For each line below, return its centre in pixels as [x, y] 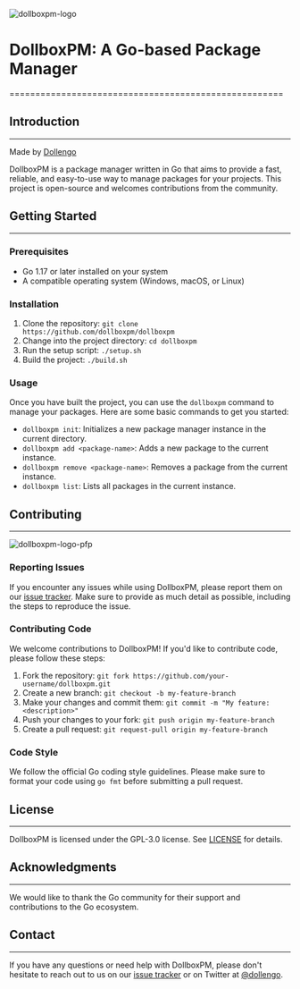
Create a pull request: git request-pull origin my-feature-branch [145, 729]
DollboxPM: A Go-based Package [135, 50]
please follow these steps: [57, 658]
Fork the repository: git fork [75, 675]
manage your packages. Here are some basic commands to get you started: [149, 412]
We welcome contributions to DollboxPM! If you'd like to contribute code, [144, 648]
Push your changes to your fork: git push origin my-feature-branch [148, 719]
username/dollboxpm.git [67, 684]
